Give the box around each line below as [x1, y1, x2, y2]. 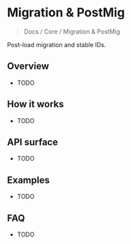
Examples [7, 174, 50, 186]
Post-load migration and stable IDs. [7, 40, 106, 49]
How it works [7, 98, 64, 110]
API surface [7, 136, 58, 148]
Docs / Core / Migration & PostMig [23, 27, 121, 36]
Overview [7, 60, 50, 72]
